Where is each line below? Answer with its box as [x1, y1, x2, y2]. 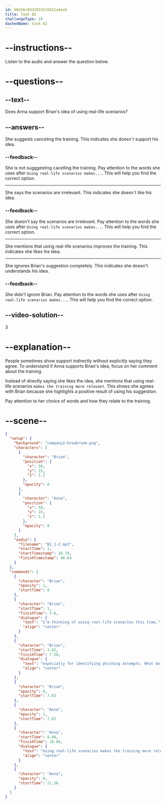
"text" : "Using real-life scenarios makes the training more [23, 748, 152, 754]
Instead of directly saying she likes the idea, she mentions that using [5, 378, 145, 383]
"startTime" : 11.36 [18, 781, 58, 786]
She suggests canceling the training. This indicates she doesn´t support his [5, 136, 159, 142]
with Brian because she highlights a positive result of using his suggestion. [5, 388, 157, 394]
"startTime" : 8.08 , [18, 735, 58, 740]
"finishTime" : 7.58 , [18, 652, 61, 657]
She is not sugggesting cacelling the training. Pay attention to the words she [5, 165, 161, 171]
